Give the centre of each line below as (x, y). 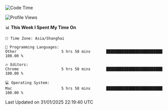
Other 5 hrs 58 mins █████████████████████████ (84, 51)
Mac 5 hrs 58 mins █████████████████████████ (84, 88)
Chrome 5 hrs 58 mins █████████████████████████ (84, 69)
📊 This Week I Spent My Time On (41, 27)
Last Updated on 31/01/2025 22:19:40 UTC (49, 102)
